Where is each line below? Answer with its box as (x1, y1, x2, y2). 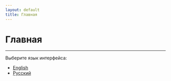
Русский (12, 70, 32, 76)
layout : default (5, 7, 40, 13)
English (12, 65, 28, 71)
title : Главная (5, 12, 38, 17)
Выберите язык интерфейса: (5, 55, 67, 61)
